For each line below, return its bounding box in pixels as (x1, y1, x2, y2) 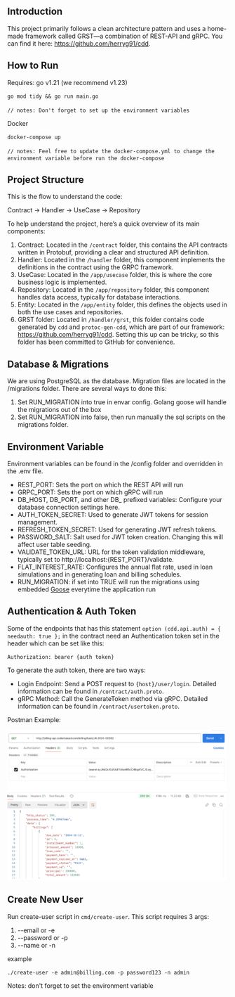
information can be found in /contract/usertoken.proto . (17, 702, 180, 710)
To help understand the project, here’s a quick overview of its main (7, 219, 200, 228)
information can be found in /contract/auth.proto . (17, 687, 164, 695)
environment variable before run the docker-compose (7, 155, 165, 162)
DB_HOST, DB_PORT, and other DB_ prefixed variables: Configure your (17, 496, 222, 504)
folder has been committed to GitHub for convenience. (17, 337, 175, 347)
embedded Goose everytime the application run (17, 585, 156, 593)
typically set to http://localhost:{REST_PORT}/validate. (17, 555, 174, 564)
